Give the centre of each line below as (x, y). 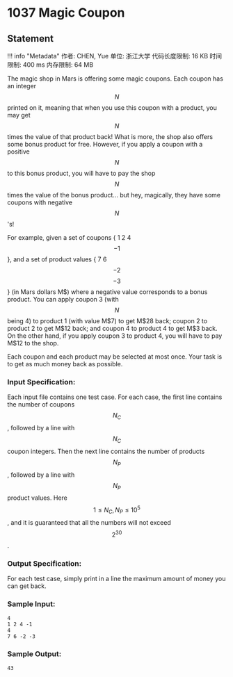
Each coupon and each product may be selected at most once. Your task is (115, 357)
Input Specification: (41, 382)
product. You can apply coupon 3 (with (63, 299)
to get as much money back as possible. (65, 364)
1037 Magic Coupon (66, 13)
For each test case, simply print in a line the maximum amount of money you (116, 578)
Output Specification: (45, 563)
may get (19, 115)
